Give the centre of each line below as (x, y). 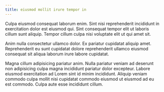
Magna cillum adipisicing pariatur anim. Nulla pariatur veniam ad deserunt (79, 63)
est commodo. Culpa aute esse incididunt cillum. (54, 84)
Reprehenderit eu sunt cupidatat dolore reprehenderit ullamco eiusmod (77, 48)
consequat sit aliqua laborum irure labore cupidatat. (57, 54)
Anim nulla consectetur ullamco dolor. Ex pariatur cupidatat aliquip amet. (78, 43)
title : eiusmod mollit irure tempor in (46, 10)
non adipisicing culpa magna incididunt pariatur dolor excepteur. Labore (78, 69)
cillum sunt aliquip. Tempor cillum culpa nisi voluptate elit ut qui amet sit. (78, 34)
